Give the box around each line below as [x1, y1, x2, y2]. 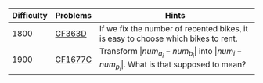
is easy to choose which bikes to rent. [99, 33, 238, 44]
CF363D [55, 28, 88, 38]
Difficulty [12, 10, 49, 20]
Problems [55, 10, 92, 20]
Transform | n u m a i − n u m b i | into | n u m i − [99, 46, 243, 60]
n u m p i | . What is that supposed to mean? [99, 59, 247, 73]
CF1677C [55, 54, 92, 65]
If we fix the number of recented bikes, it [99, 23, 248, 34]
